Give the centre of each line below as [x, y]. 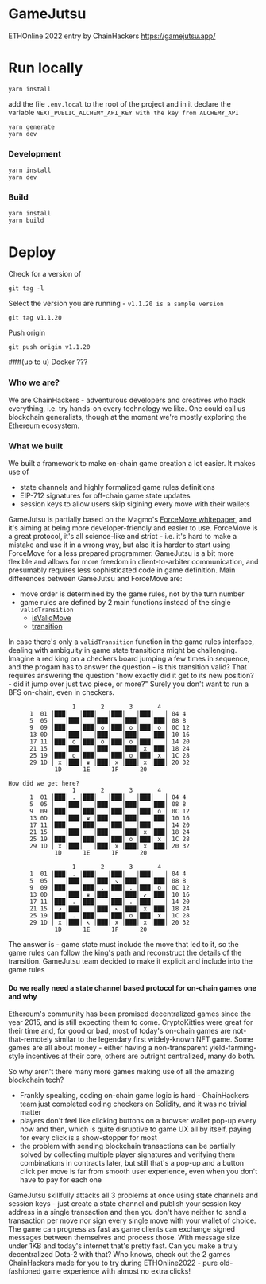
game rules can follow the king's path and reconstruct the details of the [125, 952]
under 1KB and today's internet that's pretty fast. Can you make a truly [123, 1246]
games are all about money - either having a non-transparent [108, 1048]
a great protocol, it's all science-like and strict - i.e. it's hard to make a [123, 536]
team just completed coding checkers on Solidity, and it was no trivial [133, 1104]
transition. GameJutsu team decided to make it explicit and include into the [130, 961]
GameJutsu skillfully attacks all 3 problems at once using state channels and [133, 1195]
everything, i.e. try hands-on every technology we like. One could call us [127, 408]
